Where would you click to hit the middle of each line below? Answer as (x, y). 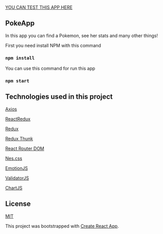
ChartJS (14, 188)
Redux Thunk (19, 138)
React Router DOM (25, 148)
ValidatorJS (17, 178)
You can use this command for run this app (50, 69)
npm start (17, 81)
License (18, 204)
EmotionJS (17, 168)
